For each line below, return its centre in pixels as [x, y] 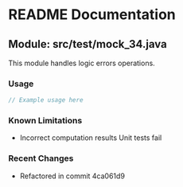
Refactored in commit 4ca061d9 [72, 176]
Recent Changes [41, 158]
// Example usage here [46, 100]
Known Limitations [45, 121]
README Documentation [92, 15]
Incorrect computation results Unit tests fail [91, 138]
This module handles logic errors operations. [82, 63]
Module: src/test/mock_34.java [88, 44]
